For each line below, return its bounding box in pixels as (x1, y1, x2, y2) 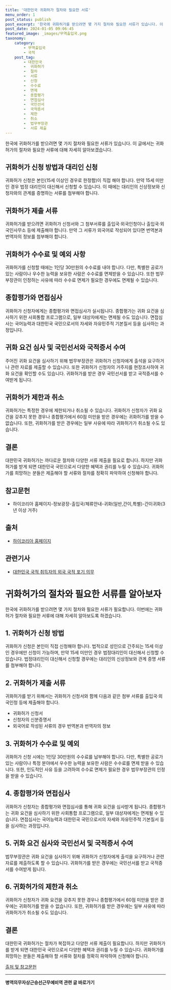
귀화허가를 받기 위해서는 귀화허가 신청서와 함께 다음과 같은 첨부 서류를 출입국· (5, 693, 159, 699)
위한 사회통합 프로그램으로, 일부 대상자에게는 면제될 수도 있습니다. (18, 314, 149, 320)
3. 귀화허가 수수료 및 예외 (5, 739, 80, 748)
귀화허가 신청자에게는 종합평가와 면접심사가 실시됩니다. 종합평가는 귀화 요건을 (5, 308, 159, 314)
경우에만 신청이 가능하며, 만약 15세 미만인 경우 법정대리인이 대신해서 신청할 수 (10, 649, 164, 656)
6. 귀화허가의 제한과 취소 (5, 883, 78, 891)
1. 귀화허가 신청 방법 (5, 628, 65, 637)
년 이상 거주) (12, 507, 38, 513)
